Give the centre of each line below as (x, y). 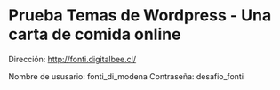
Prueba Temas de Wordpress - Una (140, 16)
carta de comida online (95, 34)
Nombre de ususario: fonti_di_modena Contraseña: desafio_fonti (126, 76)
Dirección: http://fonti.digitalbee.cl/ (72, 59)
